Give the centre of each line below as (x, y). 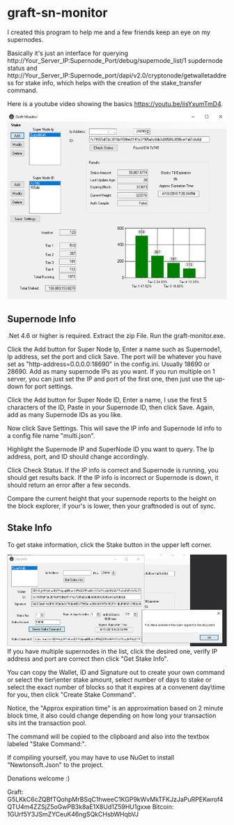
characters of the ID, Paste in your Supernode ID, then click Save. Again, (111, 407)
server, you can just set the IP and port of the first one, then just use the (110, 379)
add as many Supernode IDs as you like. (65, 415)
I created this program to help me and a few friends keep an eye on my (109, 32)
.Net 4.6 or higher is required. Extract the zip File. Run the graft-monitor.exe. (116, 336)
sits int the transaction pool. (47, 723)
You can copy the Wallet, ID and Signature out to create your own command (116, 673)
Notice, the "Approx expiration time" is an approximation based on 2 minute (115, 708)
